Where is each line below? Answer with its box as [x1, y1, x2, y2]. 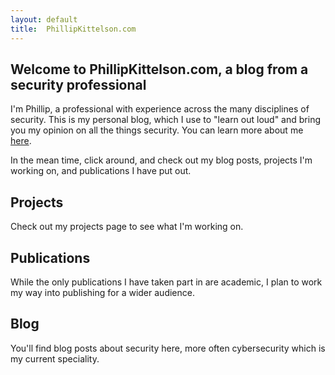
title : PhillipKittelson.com [10, 24, 137, 34]
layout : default [10, 14, 78, 25]
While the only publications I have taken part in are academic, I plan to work [10, 276, 323, 288]
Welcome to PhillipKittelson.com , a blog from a [10, 61, 309, 78]
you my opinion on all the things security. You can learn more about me [10, 124, 304, 136]
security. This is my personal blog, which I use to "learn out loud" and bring [10, 114, 321, 126]
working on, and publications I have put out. [10, 165, 192, 177]
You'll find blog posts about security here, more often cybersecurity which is [10, 342, 326, 354]
